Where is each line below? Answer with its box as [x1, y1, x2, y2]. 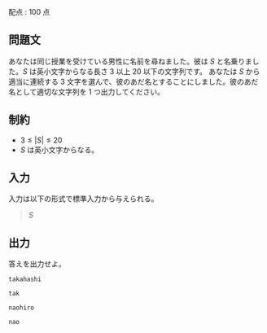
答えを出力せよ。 [8, 259, 66, 269]
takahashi [8, 275, 42, 283]
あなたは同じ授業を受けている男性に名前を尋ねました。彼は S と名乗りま [8, 56, 252, 66]
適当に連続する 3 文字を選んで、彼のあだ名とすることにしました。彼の [8, 77, 244, 86]
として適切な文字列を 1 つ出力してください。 [15, 86, 165, 96]
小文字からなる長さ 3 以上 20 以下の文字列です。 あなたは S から [43, 66, 260, 76]
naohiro [8, 304, 35, 312]
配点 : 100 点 [8, 7, 50, 16]
